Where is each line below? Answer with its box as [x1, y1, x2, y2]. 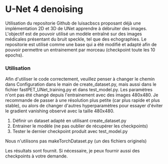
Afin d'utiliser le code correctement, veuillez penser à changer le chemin [5, 76, 155, 82]
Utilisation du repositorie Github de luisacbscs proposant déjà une [5, 20, 141, 26]
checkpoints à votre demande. [5, 153, 68, 159]
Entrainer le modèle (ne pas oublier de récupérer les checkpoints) [12, 123, 148, 129]
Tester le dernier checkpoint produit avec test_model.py [12, 128, 128, 134]
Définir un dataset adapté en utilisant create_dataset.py [12, 118, 126, 124]
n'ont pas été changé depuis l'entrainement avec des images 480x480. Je [5, 92, 158, 98]
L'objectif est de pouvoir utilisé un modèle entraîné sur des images [5, 31, 142, 37]
